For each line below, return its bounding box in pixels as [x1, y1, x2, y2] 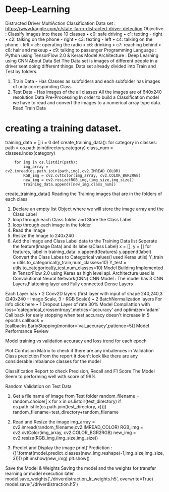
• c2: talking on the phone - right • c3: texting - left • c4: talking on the [5, 36, 153, 42]
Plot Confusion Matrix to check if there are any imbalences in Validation [5, 347, 154, 353]
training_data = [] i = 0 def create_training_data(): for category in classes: [5, 139, 157, 145]
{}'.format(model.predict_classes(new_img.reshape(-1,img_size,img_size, [12, 450, 164, 456]
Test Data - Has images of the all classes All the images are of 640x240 [12, 89, 162, 95]
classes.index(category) [5, 150, 55, 156]
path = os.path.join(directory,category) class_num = [5, 145, 114, 151]
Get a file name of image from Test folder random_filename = [12, 393, 140, 399]
